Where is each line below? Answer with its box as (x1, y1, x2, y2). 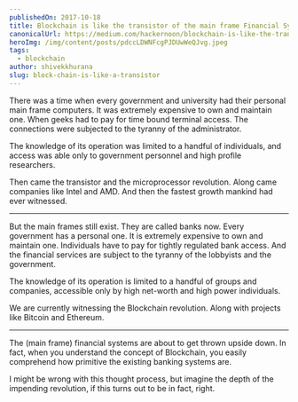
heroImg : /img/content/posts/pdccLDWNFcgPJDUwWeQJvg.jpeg (9, 37, 228, 47)
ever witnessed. (9, 195, 68, 206)
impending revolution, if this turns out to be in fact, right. (9, 382, 216, 393)
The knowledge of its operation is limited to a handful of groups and (9, 276, 257, 287)
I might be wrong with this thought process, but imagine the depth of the (9, 374, 274, 384)
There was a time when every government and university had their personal (9, 95, 286, 106)
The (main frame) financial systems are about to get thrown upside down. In (9, 337, 286, 348)
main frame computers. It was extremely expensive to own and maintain (9, 104, 272, 115)
